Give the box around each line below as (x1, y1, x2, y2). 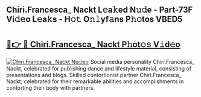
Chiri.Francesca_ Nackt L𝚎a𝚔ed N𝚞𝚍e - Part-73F (6, 5, 193, 15)
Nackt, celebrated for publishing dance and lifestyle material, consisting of (6, 65, 192, 72)
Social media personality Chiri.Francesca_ (90, 58, 195, 65)
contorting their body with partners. (6, 84, 95, 91)
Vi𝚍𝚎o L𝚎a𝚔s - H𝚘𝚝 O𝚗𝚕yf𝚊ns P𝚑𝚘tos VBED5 (6, 14, 183, 25)
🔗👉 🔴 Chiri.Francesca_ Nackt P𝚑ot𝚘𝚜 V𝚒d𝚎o (6, 39, 180, 49)
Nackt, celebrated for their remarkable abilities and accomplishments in (6, 78, 184, 85)
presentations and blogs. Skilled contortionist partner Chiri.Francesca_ (6, 72, 182, 78)
